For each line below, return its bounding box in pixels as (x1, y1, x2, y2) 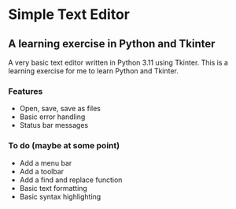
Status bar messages (19, 121, 89, 130)
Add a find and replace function (19, 175, 123, 185)
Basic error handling (19, 112, 86, 121)
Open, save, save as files (19, 104, 101, 114)
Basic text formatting (19, 183, 88, 192)
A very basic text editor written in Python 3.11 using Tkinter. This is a (8, 58, 228, 67)
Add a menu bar (19, 158, 72, 167)
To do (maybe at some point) (8, 140, 120, 151)
